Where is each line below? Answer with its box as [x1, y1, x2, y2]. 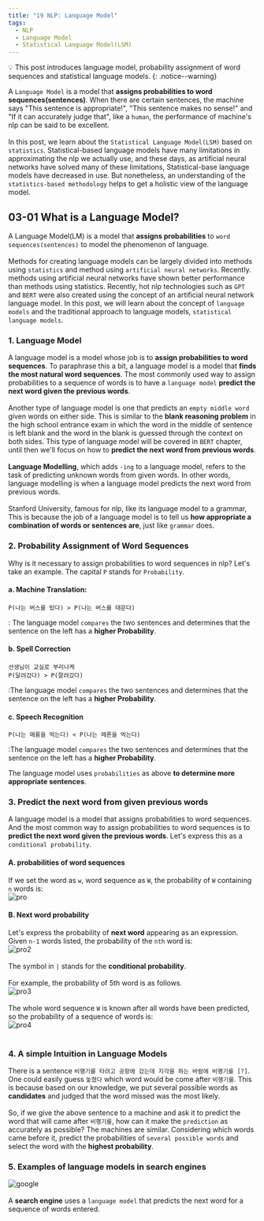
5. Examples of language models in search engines [8, 1162, 206, 1173]
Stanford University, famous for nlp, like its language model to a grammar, [8, 504, 247, 513]
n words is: [8, 884, 43, 893]
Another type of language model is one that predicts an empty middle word [8, 404, 250, 413]
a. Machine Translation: [8, 585, 87, 595]
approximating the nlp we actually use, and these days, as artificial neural [8, 154, 247, 163]
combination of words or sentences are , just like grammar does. [8, 520, 215, 530]
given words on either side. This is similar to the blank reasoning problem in [8, 411, 256, 421]
